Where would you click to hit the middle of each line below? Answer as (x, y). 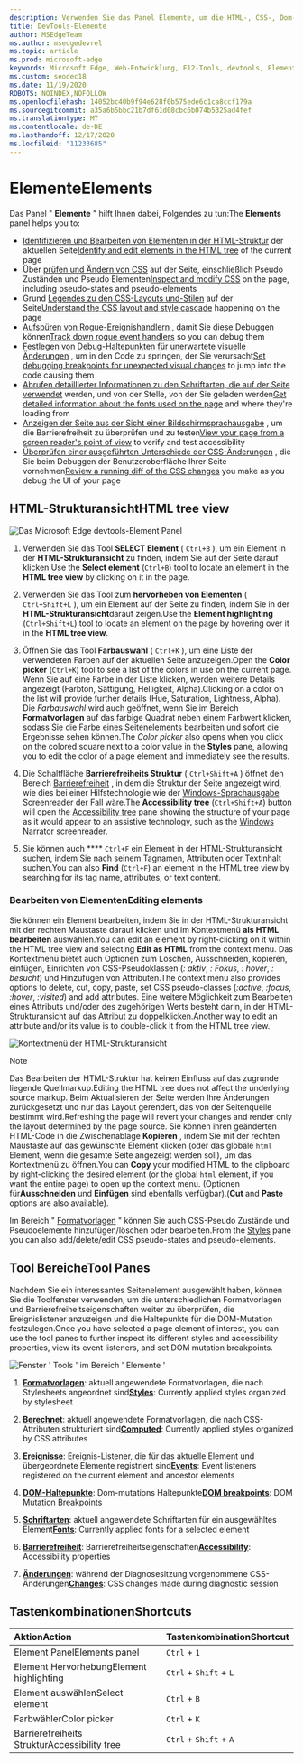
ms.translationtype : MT (54, 118)
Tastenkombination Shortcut (228, 1637)
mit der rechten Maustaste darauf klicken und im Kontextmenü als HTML (144, 929)
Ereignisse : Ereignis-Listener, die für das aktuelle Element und (138, 1456)
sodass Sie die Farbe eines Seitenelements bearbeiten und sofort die (151, 727)
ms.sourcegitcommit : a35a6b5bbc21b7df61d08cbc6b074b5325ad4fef (131, 110)
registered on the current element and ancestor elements (129, 1475)
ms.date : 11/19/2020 (48, 85)
